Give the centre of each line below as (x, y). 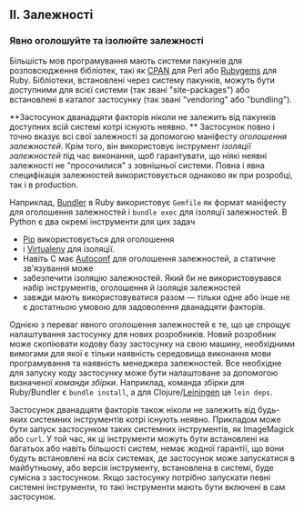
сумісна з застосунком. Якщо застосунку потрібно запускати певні (140, 477)
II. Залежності (51, 15)
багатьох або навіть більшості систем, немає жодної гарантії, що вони (147, 448)
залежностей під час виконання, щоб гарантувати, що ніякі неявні (138, 155)
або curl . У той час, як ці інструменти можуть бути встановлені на (139, 438)
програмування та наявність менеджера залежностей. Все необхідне (146, 363)
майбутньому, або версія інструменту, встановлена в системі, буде (142, 467)
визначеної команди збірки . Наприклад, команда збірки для (127, 382)
